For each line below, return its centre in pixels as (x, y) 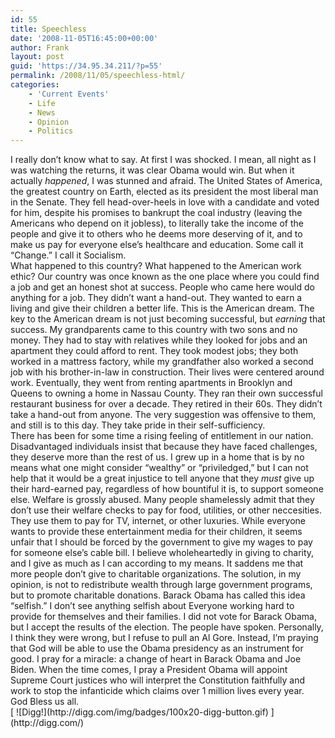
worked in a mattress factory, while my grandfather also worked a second (162, 362)
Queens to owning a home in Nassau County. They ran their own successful (166, 393)
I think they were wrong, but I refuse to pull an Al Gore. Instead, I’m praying (164, 638)
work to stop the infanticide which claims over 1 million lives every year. (157, 691)
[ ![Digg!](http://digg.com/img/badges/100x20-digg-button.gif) (139, 712)
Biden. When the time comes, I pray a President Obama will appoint (149, 670)
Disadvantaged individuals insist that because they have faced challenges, (164, 447)
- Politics (51, 131)
